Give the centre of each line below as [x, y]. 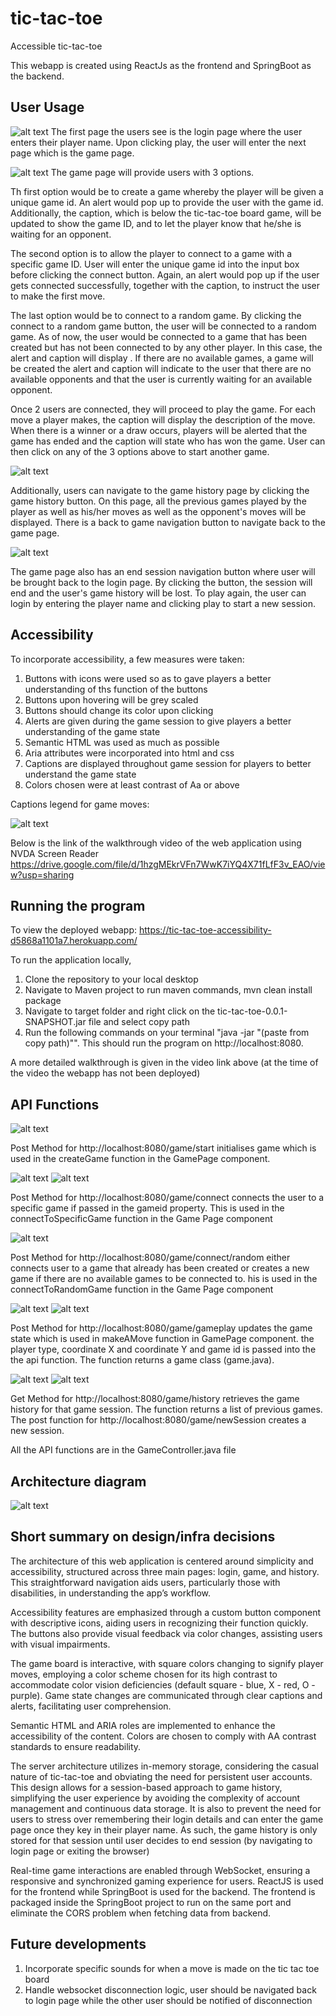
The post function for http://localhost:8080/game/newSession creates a [158, 1420]
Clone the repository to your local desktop [111, 979]
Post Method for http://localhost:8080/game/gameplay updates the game [161, 1328]
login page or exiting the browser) [80, 1851]
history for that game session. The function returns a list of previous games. [166, 1409]
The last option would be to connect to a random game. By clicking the [156, 315]
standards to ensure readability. [76, 1746]
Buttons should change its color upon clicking [119, 710]
